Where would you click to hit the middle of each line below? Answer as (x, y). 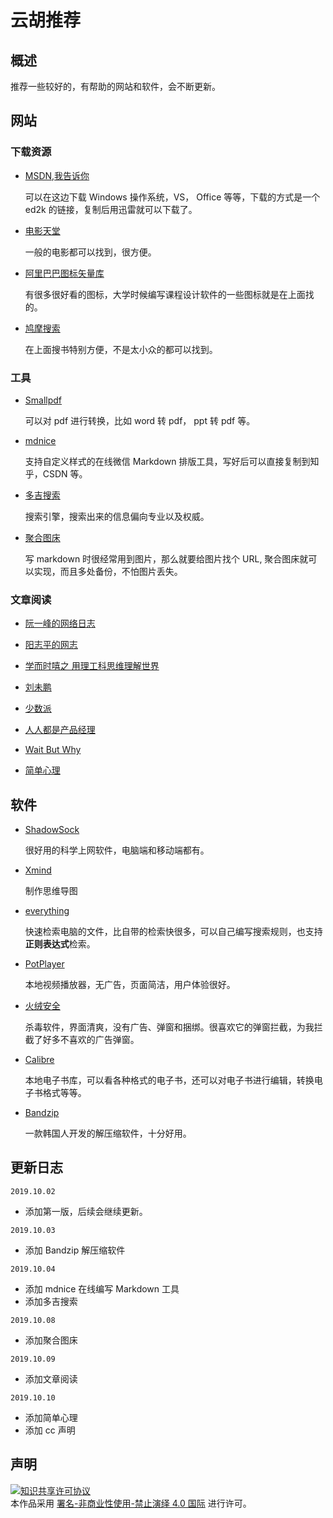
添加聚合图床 (51, 1340)
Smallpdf (43, 400)
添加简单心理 (51, 1417)
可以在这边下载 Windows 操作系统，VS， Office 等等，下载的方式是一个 (172, 197)
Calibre (39, 1060)
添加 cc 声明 (50, 1430)
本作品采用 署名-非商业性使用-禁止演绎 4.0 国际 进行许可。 (131, 1503)
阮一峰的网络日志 (60, 623)
